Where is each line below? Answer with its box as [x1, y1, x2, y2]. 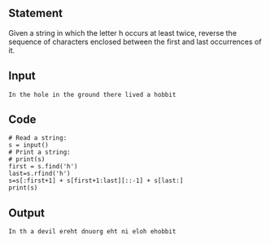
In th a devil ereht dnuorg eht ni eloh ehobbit [8, 228, 176, 236]
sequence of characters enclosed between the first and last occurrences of [8, 37, 262, 46]
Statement [8, 7, 63, 20]
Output [8, 206, 45, 220]
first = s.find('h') [8, 163, 79, 171]
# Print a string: [8, 148, 71, 157]
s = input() [8, 142, 49, 150]
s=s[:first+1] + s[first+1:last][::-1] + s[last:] [8, 176, 184, 185]
